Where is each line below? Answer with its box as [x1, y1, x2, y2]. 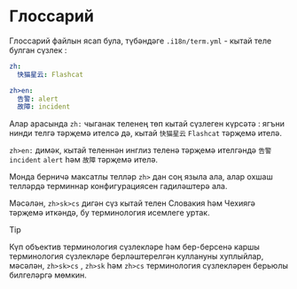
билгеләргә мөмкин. [9, 270, 87, 280]
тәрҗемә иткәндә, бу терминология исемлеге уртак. [9, 208, 210, 218]
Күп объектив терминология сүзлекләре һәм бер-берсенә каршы [9, 241, 260, 253]
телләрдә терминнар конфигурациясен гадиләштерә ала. [9, 181, 228, 192]
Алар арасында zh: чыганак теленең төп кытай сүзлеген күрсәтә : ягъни [9, 118, 285, 129]
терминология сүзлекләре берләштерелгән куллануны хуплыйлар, [9, 251, 264, 262]
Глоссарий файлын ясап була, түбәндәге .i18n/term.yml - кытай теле [9, 35, 272, 46]
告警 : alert [17, 95, 59, 103]
